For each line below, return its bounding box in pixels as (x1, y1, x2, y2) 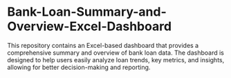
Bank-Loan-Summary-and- (7, 4, 167, 20)
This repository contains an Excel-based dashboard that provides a (7, 41, 199, 49)
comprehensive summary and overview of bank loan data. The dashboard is (7, 49, 225, 57)
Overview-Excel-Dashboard (7, 18, 172, 34)
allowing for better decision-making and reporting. (7, 63, 151, 71)
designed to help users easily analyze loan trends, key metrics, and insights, (7, 55, 225, 64)
